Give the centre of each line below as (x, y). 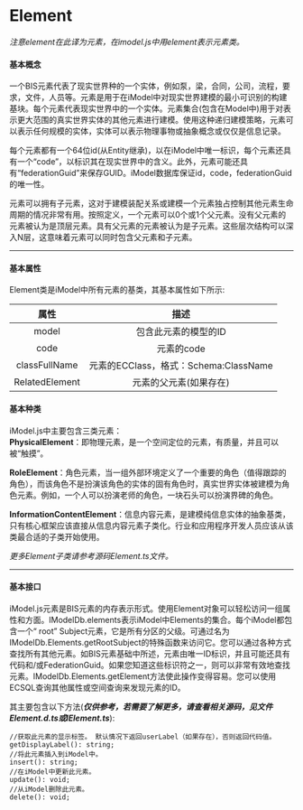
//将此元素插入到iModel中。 (56, 754)
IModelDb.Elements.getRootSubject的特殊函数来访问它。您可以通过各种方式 (150, 642)
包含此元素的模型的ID (181, 332)
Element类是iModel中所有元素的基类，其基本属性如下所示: (117, 290)
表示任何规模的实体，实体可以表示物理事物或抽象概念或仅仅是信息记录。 (151, 131)
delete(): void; (40, 797)
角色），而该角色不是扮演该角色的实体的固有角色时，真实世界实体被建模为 (146, 483)
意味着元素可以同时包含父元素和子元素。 (122, 237)
